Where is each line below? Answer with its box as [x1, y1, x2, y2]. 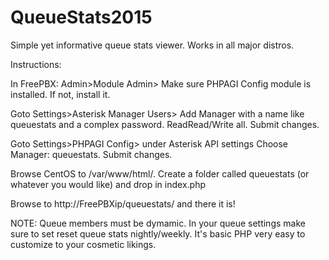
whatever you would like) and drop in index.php [10, 178, 207, 190]
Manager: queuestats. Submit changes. [10, 148, 173, 160]
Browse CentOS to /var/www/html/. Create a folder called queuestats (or [10, 167, 310, 180]
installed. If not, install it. [10, 88, 111, 100]
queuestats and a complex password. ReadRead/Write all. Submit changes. [10, 118, 320, 130]
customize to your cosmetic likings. [10, 238, 157, 250]
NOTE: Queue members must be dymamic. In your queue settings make [10, 217, 306, 229]
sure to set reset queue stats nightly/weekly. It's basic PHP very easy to [10, 227, 306, 240]
